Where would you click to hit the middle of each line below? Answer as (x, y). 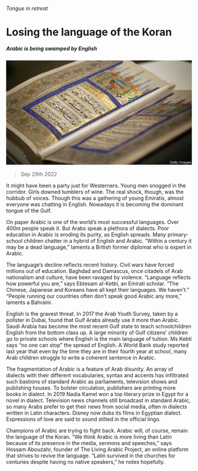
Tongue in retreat (27, 8)
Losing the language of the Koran (89, 32)
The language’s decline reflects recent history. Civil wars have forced (90, 265)
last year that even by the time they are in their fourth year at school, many (97, 351)
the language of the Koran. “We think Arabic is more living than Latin (89, 437)
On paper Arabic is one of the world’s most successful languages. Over (93, 222)
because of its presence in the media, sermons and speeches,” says (89, 443)
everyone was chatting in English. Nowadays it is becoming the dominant (95, 205)
